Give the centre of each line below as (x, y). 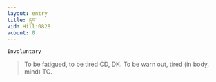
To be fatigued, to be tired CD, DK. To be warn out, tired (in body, (116, 64)
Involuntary (24, 52)
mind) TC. (38, 72)
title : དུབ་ (22, 20)
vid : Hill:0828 (29, 26)
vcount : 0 (21, 33)
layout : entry (28, 13)
